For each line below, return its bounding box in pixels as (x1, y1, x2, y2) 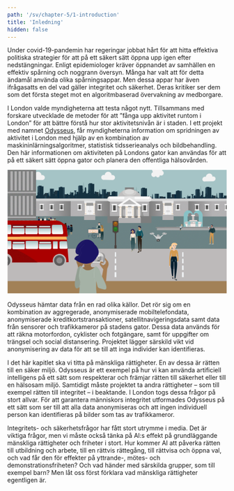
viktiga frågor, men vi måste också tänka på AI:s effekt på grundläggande (7, 432, 218, 440)
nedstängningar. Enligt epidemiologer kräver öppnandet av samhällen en (7, 61, 216, 69)
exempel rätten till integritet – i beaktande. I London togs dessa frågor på (7, 388, 216, 397)
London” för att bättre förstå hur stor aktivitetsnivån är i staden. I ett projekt (7, 119, 223, 127)
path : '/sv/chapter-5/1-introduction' (7, 11, 120, 18)
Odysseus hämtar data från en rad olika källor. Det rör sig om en (7, 300, 191, 309)
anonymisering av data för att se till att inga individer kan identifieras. (7, 345, 205, 353)
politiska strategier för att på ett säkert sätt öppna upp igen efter (7, 53, 192, 62)
